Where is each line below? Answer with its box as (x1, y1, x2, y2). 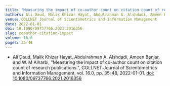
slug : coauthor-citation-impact (5, 31, 73, 36)
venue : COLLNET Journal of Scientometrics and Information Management (5, 17, 157, 22)
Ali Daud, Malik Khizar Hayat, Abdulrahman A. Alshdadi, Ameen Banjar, (12, 54, 160, 60)
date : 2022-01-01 (5, 21, 42, 27)
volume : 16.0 (5, 36, 33, 41)
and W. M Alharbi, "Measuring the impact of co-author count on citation (12, 59, 162, 65)
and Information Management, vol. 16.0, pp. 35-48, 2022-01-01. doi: (12, 70, 154, 76)
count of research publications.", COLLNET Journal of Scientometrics (12, 64, 157, 70)
